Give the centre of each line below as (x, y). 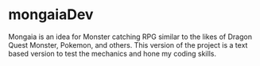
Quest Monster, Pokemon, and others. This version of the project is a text (128, 45)
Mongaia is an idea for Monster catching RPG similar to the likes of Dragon (130, 37)
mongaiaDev (51, 15)
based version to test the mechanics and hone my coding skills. (113, 53)
